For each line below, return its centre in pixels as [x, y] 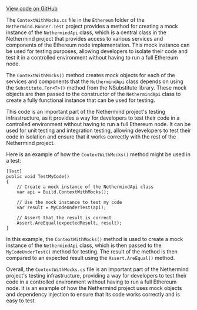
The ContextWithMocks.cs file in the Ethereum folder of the [76, 20]
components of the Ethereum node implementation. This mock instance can [98, 45]
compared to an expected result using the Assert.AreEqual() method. [91, 258]
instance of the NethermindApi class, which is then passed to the [84, 245]
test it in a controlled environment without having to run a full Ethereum [92, 57]
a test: [14, 161]
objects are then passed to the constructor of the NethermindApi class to [94, 94]
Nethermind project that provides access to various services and [85, 39]
